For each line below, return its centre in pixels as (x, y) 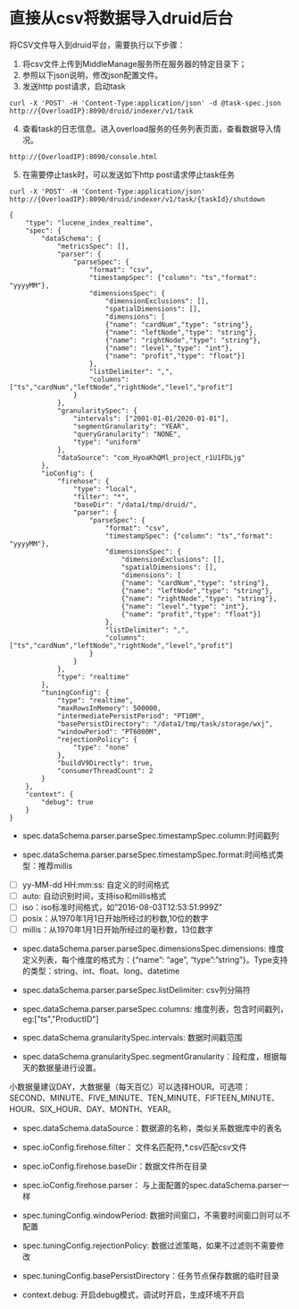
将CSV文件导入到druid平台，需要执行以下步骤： (97, 45)
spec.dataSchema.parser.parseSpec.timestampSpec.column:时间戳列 (150, 835)
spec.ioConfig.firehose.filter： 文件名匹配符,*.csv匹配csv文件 (134, 1147)
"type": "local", (105, 489)
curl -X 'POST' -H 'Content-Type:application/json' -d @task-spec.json (145, 103)
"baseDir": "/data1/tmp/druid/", (135, 505)
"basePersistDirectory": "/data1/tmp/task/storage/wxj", (165, 724)
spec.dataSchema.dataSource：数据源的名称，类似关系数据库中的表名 (152, 1128)
